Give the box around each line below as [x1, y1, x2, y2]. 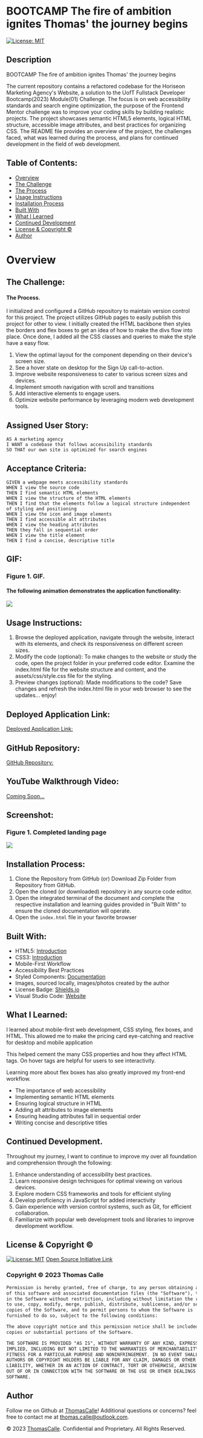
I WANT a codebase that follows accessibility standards [6, 442, 153, 448]
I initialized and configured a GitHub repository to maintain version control [6, 307, 190, 315]
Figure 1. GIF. [6, 572, 45, 580]
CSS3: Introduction [14, 954, 63, 961]
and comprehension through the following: [6, 1159, 112, 1166]
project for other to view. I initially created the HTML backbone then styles [6, 320, 191, 327]
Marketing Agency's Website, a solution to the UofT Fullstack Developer [6, 89, 185, 96]
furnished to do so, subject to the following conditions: [6, 1313, 158, 1319]
